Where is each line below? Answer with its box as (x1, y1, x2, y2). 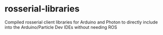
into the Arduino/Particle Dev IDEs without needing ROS (4, 24, 117, 30)
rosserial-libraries (4, 3, 80, 14)
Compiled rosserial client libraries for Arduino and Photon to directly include (4, 19, 158, 25)
